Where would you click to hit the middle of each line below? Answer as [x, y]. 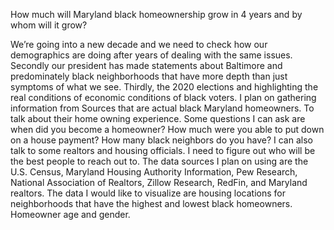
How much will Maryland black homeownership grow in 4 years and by [156, 14]
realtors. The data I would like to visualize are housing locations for [148, 193]
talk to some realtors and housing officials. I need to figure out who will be [163, 150]
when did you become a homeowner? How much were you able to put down [167, 129]
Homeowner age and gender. [70, 214]
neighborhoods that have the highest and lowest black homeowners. [151, 203]
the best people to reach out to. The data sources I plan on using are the [159, 161]
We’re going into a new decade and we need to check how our [139, 44]
